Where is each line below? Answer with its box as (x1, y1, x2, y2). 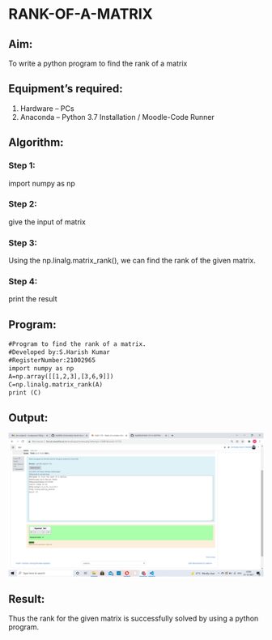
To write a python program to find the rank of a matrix (8, 58, 188, 68)
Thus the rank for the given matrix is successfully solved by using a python (8, 613, 259, 624)
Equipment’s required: (8, 82, 123, 96)
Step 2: (8, 198, 38, 210)
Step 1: (8, 160, 36, 171)
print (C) (8, 389, 42, 397)
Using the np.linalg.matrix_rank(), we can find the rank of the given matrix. (8, 256, 257, 266)
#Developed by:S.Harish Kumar (8, 348, 111, 356)
